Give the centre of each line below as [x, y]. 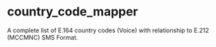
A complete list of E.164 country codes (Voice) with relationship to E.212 [108, 30]
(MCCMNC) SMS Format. [43, 37]
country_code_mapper [73, 12]
